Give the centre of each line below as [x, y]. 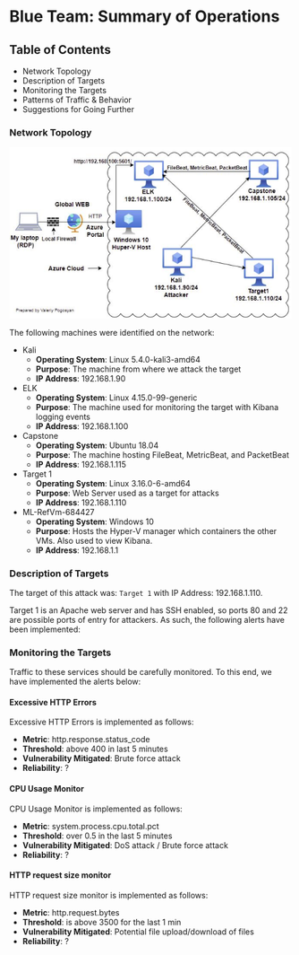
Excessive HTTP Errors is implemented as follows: [102, 722]
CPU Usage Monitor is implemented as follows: [96, 809]
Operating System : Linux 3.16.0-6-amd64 [113, 483]
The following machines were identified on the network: [112, 332]
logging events [63, 416]
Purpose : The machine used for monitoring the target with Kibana [157, 407]
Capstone [40, 435]
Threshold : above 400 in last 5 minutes [95, 749]
